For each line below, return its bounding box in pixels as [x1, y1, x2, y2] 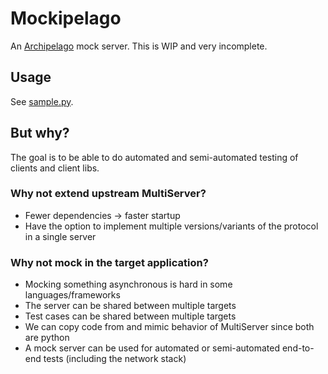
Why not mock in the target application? [10, 255, 209, 269]
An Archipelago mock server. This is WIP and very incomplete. [10, 40, 268, 52]
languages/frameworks [24, 289, 121, 301]
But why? [10, 125, 70, 142]
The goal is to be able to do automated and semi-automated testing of [10, 151, 299, 163]
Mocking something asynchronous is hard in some [24, 278, 233, 291]
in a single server [24, 230, 97, 242]
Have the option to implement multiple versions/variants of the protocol [24, 220, 319, 232]
